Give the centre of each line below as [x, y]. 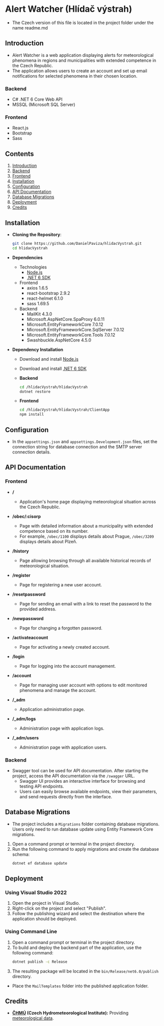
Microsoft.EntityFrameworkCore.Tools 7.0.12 [71, 335]
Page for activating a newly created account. [65, 647]
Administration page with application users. [63, 747]
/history [21, 551]
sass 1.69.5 [38, 303]
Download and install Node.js [49, 359]
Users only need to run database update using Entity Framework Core [82, 829]
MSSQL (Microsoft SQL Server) [44, 105]
